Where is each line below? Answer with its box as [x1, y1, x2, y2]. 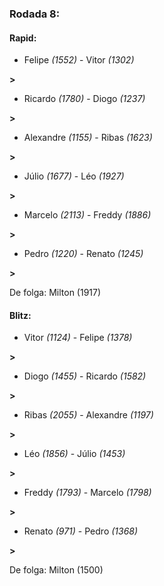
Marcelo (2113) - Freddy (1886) [23, 209, 152, 221]
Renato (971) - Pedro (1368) [23, 525, 139, 537]
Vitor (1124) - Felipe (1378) [23, 332, 133, 344]
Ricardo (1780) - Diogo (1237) [23, 93, 146, 105]
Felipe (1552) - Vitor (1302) [23, 54, 135, 66]
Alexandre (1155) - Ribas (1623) [23, 132, 153, 144]
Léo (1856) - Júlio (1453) [23, 448, 126, 460]
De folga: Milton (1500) [9, 564, 104, 576]
